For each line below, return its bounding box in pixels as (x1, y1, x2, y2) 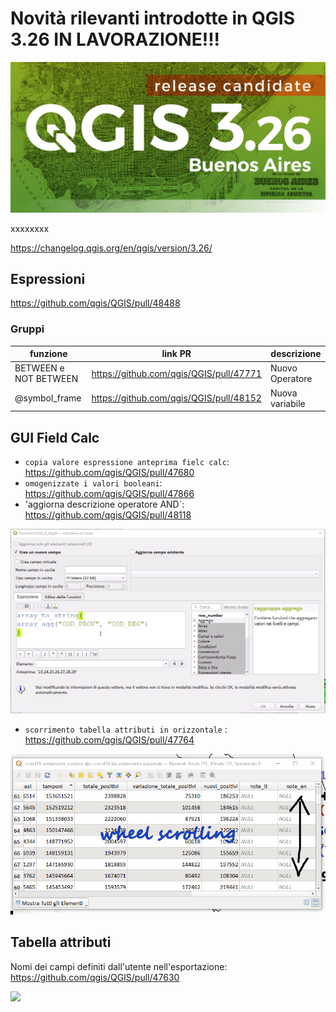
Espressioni (10, 271, 86, 287)
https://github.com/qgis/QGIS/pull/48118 (24, 509, 192, 521)
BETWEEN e (14, 362, 65, 374)
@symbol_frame (14, 392, 82, 404)
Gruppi (10, 322, 45, 336)
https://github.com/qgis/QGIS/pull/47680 (24, 467, 195, 479)
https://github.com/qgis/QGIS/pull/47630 (10, 971, 180, 983)
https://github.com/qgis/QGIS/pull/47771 (91, 367, 262, 379)
